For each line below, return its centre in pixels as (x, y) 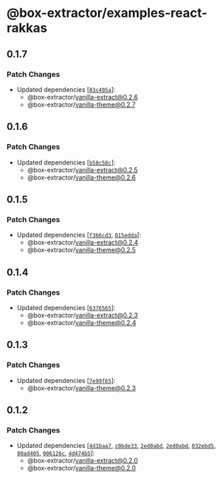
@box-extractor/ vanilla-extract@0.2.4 (83, 242)
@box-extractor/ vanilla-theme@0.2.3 (82, 388)
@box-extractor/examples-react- (107, 13)
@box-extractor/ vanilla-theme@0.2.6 (82, 177)
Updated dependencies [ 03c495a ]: (66, 89)
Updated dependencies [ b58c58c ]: (66, 162)
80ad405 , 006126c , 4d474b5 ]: (56, 453)
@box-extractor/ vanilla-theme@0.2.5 (82, 250)
